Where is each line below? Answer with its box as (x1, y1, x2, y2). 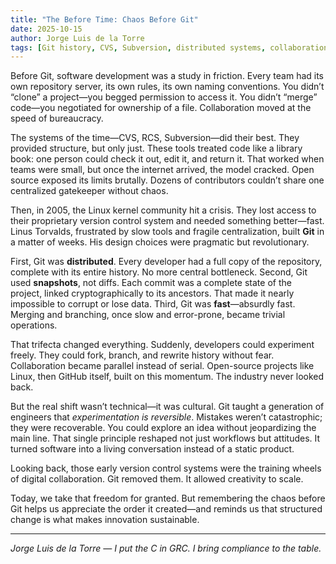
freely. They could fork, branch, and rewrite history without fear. (10, 349, 275, 361)
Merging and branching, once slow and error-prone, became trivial (10, 309, 286, 321)
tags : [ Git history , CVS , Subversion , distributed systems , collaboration (10, 42, 329, 53)
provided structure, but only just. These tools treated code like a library (10, 142, 303, 155)
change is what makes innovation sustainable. (10, 514, 200, 526)
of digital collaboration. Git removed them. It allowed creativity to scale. (10, 473, 304, 485)
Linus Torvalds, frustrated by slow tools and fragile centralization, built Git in (10, 226, 325, 238)
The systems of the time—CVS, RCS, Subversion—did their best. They (10, 132, 300, 144)
